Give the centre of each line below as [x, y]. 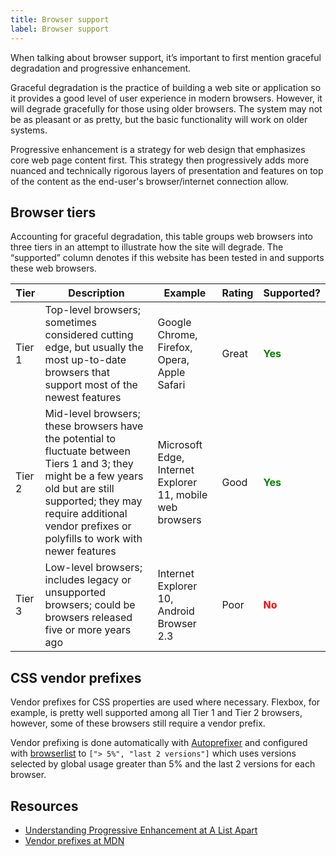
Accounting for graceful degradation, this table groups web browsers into [161, 237]
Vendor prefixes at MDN [74, 840]
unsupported [75, 593]
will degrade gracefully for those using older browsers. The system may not [166, 108]
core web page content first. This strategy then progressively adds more [160, 160]
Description [96, 293]
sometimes [70, 323]
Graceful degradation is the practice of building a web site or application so [166, 87]
